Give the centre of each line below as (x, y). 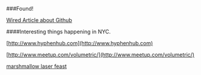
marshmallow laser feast (37, 66)
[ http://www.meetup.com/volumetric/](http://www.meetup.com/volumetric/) (100, 55)
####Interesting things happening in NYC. (59, 32)
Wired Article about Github (39, 20)
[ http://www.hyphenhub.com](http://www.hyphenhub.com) (80, 43)
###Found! (20, 9)
